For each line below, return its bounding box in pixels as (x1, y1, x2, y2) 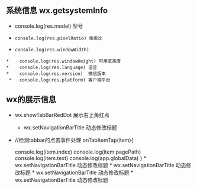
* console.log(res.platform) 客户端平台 (8, 77, 111, 83)
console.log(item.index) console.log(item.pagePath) (14, 148, 141, 155)
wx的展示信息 (6, 94, 57, 105)
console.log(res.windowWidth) (14, 47, 90, 53)
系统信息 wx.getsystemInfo (6, 5, 108, 16)
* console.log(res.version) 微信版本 (6, 70, 106, 77)
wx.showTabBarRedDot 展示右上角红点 (14, 111, 109, 118)
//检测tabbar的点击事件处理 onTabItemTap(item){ (14, 136, 134, 144)
